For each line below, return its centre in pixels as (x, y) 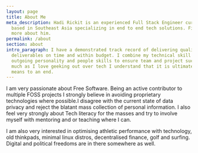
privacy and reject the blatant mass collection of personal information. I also (98, 107)
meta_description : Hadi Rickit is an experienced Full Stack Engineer (95, 22)
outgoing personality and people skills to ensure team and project (97, 61)
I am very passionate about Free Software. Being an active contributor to (94, 88)
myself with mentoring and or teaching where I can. (69, 120)
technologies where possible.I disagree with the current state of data (90, 101)
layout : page (22, 11)
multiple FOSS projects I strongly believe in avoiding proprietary (83, 95)
